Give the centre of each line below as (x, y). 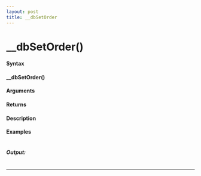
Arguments (21, 91)
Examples (19, 132)
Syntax (15, 64)
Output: (16, 152)
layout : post (22, 12)
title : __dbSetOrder (32, 17)
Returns (16, 104)
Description (21, 118)
